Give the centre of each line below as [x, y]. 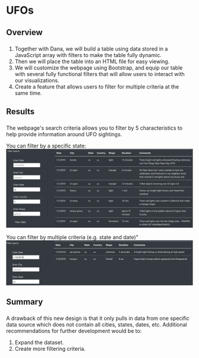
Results [20, 112]
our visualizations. [37, 80]
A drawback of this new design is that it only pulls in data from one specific [98, 318]
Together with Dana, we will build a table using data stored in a [91, 49]
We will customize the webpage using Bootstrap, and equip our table [99, 67]
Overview [25, 32]
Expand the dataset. [39, 343]
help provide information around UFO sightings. [64, 134]
